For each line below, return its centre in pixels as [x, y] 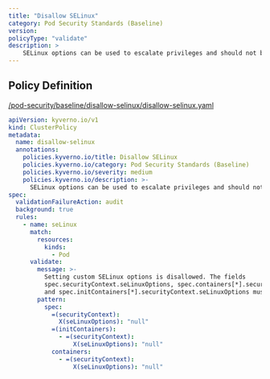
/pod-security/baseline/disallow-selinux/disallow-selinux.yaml [111, 105]
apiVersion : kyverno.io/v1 [53, 120]
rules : [27, 217]
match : [41, 232]
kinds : [55, 247]
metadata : [25, 135]
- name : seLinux [50, 225]
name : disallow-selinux [55, 142]
